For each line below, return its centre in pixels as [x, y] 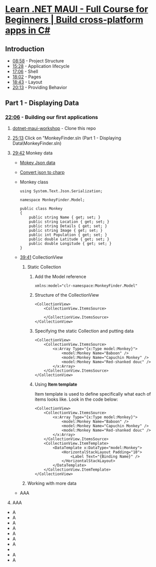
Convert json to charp [42, 172]
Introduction [25, 49]
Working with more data [52, 483]
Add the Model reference [60, 276]
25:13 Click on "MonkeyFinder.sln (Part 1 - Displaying [67, 138]
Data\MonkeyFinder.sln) [37, 143]
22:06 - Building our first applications [52, 117]
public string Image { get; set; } [66, 230]
